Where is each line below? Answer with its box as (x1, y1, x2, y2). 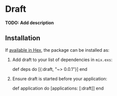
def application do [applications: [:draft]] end (12, 85, 104, 91)
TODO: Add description (5, 20, 54, 26)
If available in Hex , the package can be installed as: (5, 47, 110, 53)
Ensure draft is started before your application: (12, 75, 108, 82)
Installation (5, 34, 40, 42)
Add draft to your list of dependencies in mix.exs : (12, 57, 113, 63)
